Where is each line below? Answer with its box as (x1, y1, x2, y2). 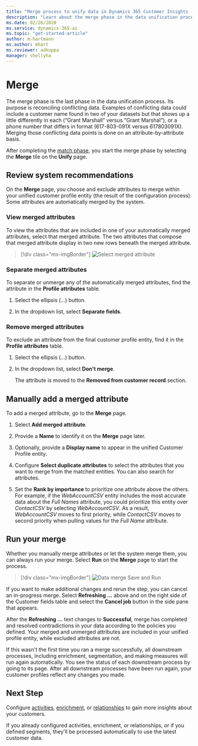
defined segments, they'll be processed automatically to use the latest (6, 728, 177, 735)
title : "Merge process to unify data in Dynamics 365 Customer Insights (6, 8, 189, 15)
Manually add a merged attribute (6, 394, 128, 404)
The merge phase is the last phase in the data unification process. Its (6, 98, 174, 105)
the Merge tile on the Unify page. (6, 153, 87, 160)
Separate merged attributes (6, 265, 87, 274)
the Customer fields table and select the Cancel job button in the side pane (6, 598, 189, 605)
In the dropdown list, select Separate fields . (14, 308, 122, 315)
